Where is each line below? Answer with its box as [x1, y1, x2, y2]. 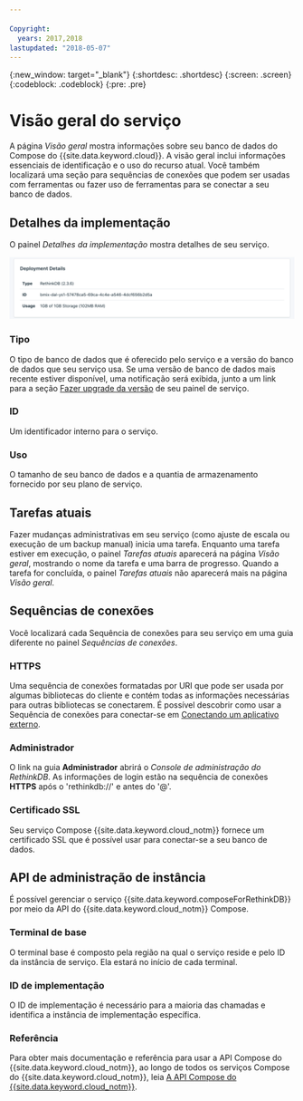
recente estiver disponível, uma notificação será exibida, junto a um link [9, 372, 277, 384]
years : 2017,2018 [17, 34, 83, 43]
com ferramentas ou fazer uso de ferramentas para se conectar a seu [9, 179, 270, 190]
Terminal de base [9, 926, 88, 939]
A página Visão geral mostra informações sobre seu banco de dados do [9, 140, 279, 151]
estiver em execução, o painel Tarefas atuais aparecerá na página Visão [9, 548, 280, 559]
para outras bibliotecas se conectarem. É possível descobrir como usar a [9, 700, 282, 710]
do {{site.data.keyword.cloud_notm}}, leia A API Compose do [9, 1072, 237, 1083]
